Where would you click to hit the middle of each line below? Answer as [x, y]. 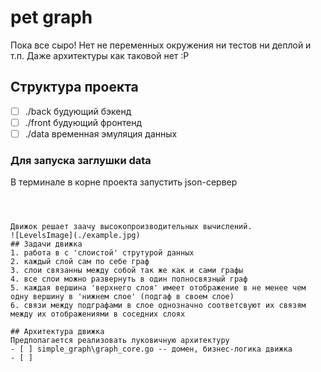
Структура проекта [74, 87]
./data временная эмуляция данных [101, 133]
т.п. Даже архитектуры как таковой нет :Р [100, 55]
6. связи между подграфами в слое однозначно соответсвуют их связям [158, 306]
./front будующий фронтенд [83, 122]
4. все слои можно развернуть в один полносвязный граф [129, 279]
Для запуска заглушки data [81, 160]
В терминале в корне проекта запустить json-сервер [124, 182]
